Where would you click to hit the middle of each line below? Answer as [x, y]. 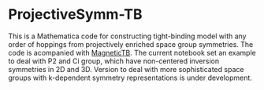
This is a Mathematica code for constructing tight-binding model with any [127, 36]
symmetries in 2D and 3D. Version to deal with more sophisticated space [126, 69]
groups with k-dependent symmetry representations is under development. [130, 77]
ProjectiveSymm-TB [76, 14]
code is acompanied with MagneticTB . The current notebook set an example [132, 52]
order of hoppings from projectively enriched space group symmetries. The [131, 44]
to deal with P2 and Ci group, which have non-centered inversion [113, 61]
